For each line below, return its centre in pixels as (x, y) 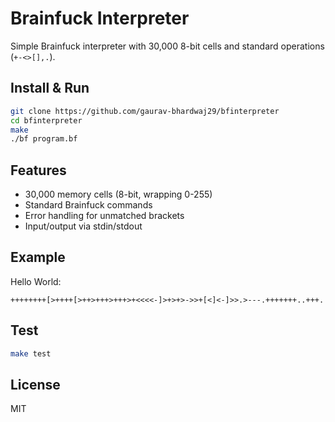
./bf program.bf (44, 139)
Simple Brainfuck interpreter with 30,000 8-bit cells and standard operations (167, 46)
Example (38, 257)
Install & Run (50, 88)
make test (31, 353)
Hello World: (36, 281)
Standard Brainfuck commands (88, 205)
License (35, 384)
